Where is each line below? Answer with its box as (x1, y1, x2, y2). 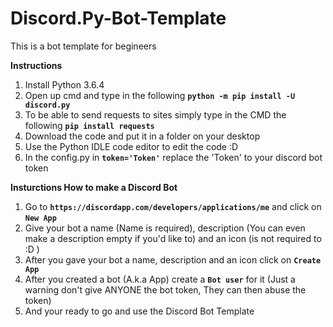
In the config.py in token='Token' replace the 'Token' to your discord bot (24, 151, 323, 163)
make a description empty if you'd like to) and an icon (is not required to (24, 232, 322, 244)
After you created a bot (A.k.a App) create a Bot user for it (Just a (24, 273, 296, 285)
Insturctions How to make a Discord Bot (10, 181, 178, 193)
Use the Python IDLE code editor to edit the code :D (24, 140, 239, 152)
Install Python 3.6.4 (24, 78, 105, 91)
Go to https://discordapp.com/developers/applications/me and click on (24, 200, 322, 212)
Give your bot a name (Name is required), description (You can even (24, 222, 306, 234)
